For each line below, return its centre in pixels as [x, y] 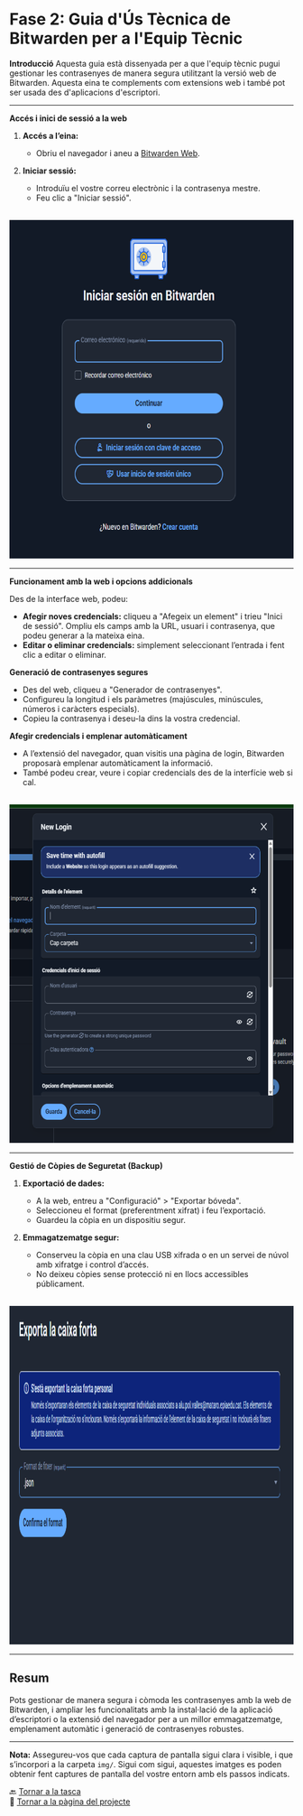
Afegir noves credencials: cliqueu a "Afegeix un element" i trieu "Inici [152, 616]
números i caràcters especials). [81, 709]
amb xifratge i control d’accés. [92, 1265]
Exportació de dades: [64, 1183]
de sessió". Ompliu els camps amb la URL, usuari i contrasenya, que [148, 625]
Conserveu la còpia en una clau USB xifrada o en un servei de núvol [162, 1255]
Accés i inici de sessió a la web [69, 118]
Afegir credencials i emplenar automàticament [98, 736]
